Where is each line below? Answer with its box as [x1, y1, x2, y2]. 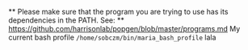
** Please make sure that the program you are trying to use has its [8, 7, 229, 16]
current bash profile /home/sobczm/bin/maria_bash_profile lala [8, 32, 216, 42]
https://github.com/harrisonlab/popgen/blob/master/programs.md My [8, 24, 241, 33]
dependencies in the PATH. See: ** [8, 15, 125, 25]
